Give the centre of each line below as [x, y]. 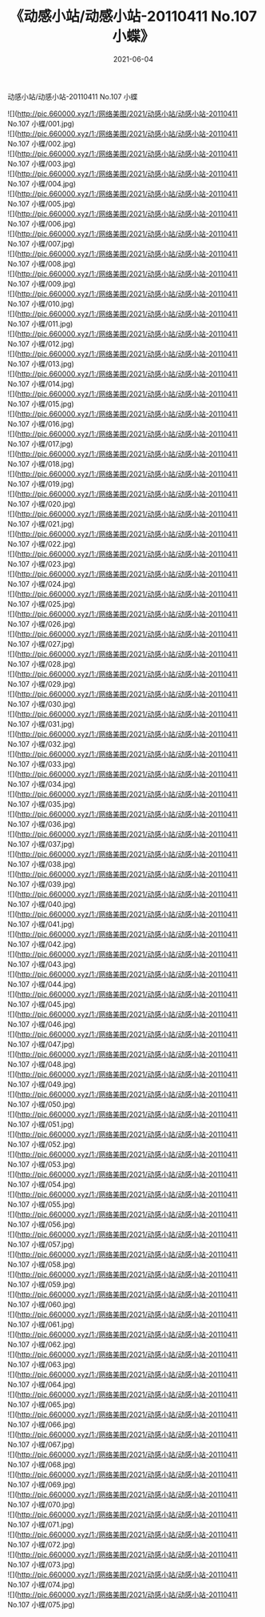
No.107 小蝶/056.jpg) [42, 1224]
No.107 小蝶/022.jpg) [42, 544]
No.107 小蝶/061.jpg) [41, 1324]
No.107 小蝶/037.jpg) [41, 844]
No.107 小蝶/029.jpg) [42, 684]
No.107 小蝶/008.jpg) [42, 263]
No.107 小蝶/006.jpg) [42, 223]
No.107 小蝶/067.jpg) [41, 1444]
